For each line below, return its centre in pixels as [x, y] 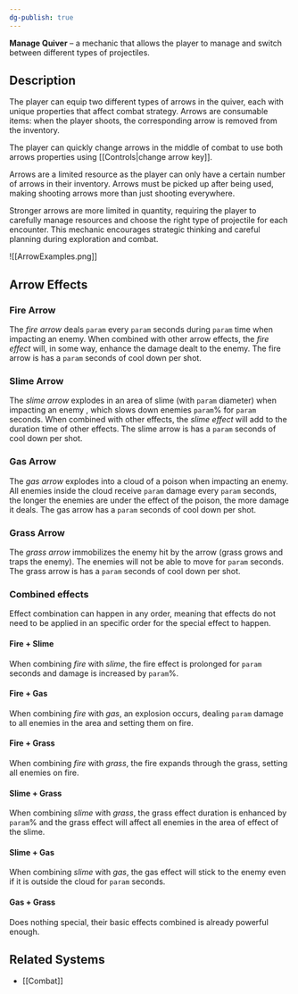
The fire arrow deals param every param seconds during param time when [141, 330]
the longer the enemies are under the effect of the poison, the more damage [149, 500]
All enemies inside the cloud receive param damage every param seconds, [143, 490]
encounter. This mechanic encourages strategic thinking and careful [135, 230]
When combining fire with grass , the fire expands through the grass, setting [149, 763]
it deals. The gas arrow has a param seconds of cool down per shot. [133, 509]
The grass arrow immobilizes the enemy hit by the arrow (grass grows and [146, 552]
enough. [25, 931]
